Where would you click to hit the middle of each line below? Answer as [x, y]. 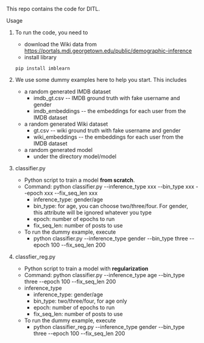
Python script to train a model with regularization [86, 269]
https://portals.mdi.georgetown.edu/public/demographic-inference [108, 51]
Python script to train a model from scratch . [79, 180]
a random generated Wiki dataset [66, 124]
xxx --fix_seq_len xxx [71, 193]
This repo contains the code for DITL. [53, 9]
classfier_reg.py [35, 257]
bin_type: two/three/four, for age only [80, 301]
